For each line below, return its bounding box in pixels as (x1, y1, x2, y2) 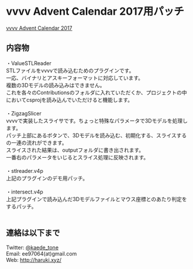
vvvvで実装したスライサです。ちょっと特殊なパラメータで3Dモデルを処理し (6, 117, 188, 124)
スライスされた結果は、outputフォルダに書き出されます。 (6, 147, 144, 154)
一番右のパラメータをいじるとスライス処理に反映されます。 (6, 154, 149, 161)
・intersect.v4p (6, 188, 44, 195)
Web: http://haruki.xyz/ (6, 256, 62, 263)
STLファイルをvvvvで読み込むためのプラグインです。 (6, 67, 135, 74)
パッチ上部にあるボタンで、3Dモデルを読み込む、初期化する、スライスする (6, 132, 187, 139)
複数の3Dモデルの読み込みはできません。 (6, 81, 105, 88)
